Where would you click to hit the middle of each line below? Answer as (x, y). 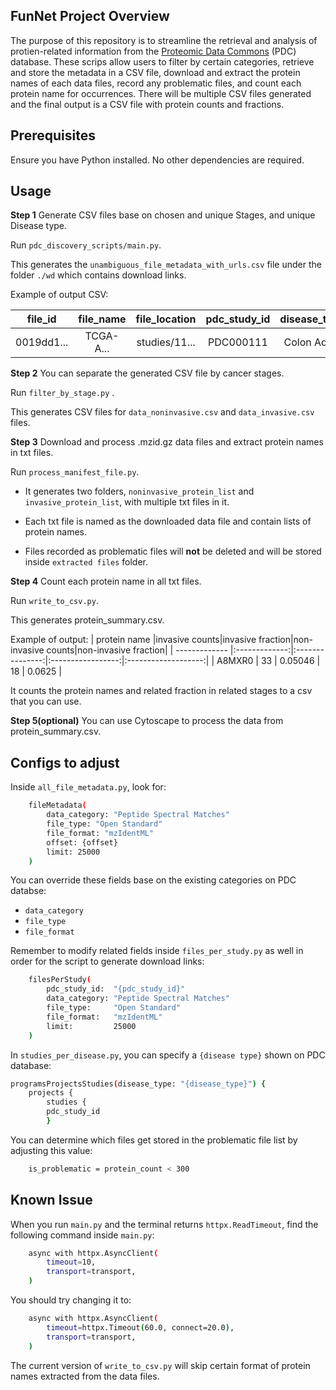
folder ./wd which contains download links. (98, 275)
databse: (28, 891)
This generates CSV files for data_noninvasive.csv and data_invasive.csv (162, 412)
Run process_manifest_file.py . (75, 472)
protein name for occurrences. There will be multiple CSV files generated (161, 93)
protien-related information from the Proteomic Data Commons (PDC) (153, 51)
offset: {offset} (82, 842)
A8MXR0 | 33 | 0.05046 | (268, 661)
